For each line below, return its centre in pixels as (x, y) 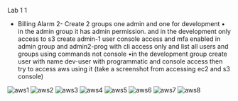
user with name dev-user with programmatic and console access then (120, 61)
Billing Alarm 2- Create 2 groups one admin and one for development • (121, 24)
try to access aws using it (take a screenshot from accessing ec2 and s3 (124, 69)
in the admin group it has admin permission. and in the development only (124, 31)
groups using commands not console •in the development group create (122, 54)
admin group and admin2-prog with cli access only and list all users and (123, 46)
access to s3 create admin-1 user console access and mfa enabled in (119, 39)
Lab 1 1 (17, 10)
